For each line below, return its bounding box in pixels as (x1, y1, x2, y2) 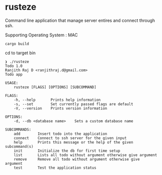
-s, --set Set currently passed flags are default (14, 101, 133, 107)
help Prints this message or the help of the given (14, 140, 133, 144)
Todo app (5, 72, 23, 77)
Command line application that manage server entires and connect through (5, 17, 155, 23)
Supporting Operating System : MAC (5, 32, 78, 38)
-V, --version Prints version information (14, 106, 108, 111)
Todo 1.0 (5, 64, 23, 68)
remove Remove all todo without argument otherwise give (14, 157, 140, 161)
